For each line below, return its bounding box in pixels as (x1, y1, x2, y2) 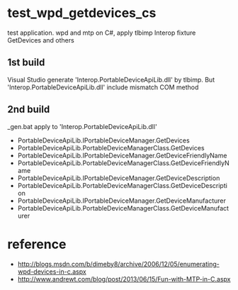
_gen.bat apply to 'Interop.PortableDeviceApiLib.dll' (7, 122, 157, 130)
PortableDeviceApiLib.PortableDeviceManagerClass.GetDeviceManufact (17, 203, 229, 212)
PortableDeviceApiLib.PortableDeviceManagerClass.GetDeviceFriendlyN (17, 158, 229, 167)
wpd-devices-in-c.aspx (17, 267, 86, 276)
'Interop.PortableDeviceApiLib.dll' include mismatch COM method (7, 83, 199, 91)
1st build (7, 57, 45, 69)
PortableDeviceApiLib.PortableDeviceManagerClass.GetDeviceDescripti (17, 181, 228, 189)
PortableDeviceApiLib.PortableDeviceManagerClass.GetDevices (17, 143, 205, 152)
